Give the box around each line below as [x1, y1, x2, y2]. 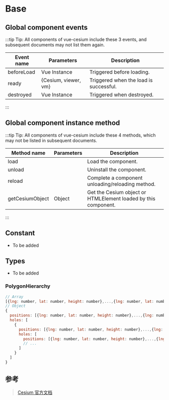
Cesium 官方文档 [17, 389, 53, 395]
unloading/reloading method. [87, 180, 156, 187]
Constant [5, 229, 35, 237]
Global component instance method [5, 119, 120, 127]
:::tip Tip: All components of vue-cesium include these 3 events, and [5, 36, 147, 42]
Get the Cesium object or [87, 188, 146, 195]
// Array [5, 294, 24, 299]
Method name [11, 149, 46, 156]
